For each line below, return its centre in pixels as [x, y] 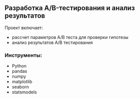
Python [19, 66]
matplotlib [22, 82]
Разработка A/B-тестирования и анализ [70, 8]
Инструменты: [23, 55]
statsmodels [24, 92]
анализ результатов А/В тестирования [52, 42]
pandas [20, 71]
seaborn [20, 87]
